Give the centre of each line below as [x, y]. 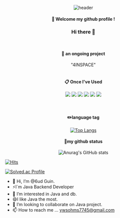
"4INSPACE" [83, 65]
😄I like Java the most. [35, 199]
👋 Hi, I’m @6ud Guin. [33, 181]
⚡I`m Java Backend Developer [43, 187]
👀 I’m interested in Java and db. [44, 194]
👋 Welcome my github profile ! [83, 19]
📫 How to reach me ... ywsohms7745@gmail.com [63, 210]
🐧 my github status [83, 141]
